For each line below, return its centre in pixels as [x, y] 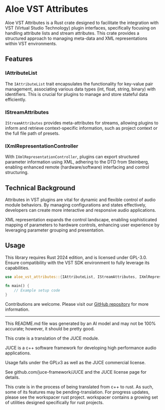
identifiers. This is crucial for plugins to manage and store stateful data [77, 94]
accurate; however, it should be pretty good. [50, 329]
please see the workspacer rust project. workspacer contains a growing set [82, 397]
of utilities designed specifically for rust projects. [55, 403]
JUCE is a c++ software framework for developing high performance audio [81, 348]
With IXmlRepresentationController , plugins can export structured [72, 157]
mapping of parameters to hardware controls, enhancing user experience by [82, 225]
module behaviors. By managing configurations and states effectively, [76, 205]
